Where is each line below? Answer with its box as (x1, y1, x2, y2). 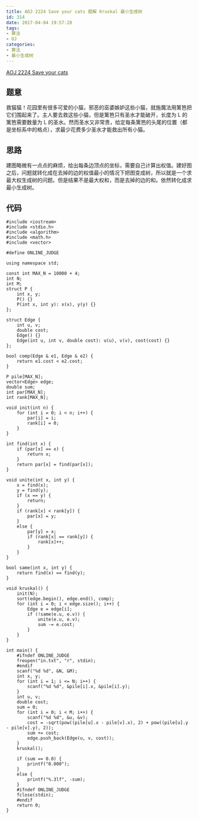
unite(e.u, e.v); (37, 617, 81, 623)
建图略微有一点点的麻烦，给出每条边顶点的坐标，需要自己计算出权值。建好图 (6, 162, 192, 169)
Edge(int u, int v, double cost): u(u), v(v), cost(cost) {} (16, 338, 170, 344)
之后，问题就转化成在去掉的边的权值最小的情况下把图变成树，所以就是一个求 (6, 169, 192, 176)
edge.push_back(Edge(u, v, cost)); (27, 735, 115, 741)
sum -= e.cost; (37, 622, 75, 628)
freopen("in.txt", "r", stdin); (16, 658, 96, 664)
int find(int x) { (6, 441, 51, 447)
